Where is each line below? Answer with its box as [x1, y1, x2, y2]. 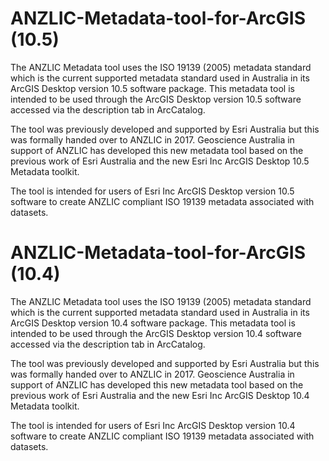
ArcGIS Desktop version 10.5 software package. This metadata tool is [10, 82, 295, 94]
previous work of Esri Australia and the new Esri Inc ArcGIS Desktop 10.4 [10, 389, 310, 401]
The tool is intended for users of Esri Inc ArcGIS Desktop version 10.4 [10, 419, 296, 431]
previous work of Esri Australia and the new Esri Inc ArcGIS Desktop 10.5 [10, 155, 310, 167]
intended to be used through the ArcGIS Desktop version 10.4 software [10, 327, 302, 339]
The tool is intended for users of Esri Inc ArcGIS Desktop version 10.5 [10, 185, 295, 197]
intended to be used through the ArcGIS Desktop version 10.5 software [10, 93, 302, 105]
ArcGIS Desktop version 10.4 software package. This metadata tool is [10, 317, 296, 329]
